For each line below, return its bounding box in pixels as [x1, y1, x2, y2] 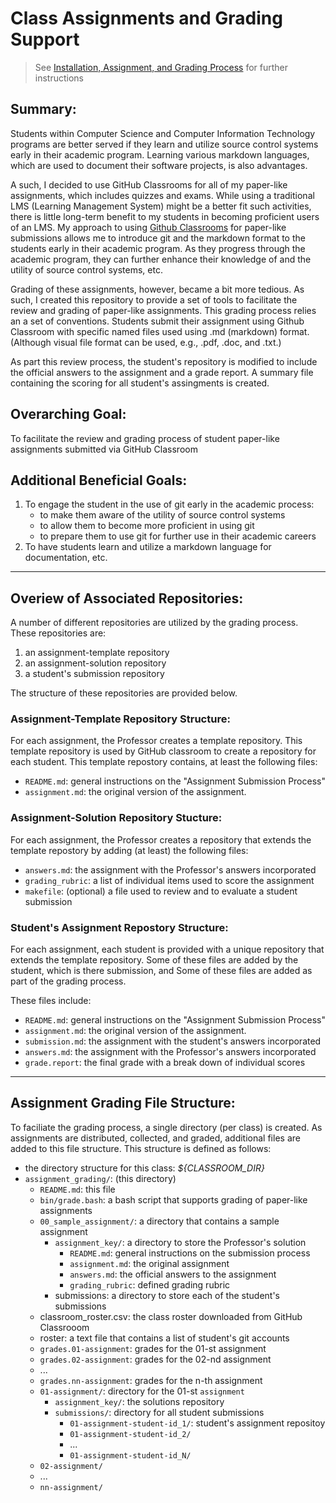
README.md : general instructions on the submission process [69, 1247, 311, 1259]
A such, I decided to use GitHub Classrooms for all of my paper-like [10, 178, 288, 191]
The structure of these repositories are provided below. [10, 687, 238, 699]
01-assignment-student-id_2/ [69, 1429, 192, 1439]
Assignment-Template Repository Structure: [10, 712, 231, 726]
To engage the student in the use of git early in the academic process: [24, 498, 315, 511]
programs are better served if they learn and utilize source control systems [10, 138, 319, 150]
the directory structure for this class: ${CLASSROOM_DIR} [24, 1162, 265, 1174]
